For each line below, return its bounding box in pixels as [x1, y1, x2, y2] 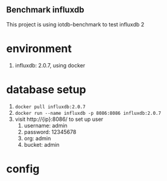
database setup [6, 82, 86, 96]
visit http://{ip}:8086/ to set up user [14, 115, 104, 123]
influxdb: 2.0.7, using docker [14, 61, 86, 69]
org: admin [24, 135, 51, 142]
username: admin [24, 121, 68, 129]
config [6, 162, 40, 176]
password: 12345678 [24, 128, 77, 135]
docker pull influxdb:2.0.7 [14, 103, 86, 110]
